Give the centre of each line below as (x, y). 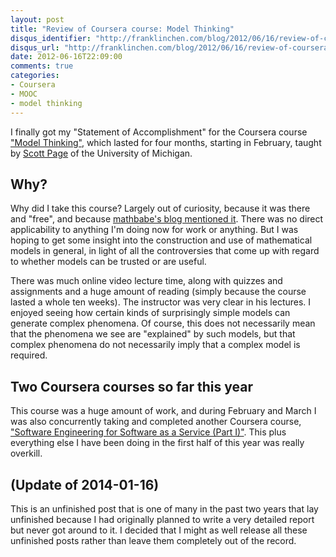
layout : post (37, 19)
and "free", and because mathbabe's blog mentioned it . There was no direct (167, 219)
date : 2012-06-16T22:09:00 (66, 57)
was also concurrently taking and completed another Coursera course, (156, 422)
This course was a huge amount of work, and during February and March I (163, 411)
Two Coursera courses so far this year (131, 386)
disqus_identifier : (51, 38)
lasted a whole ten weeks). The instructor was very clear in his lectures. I (161, 302)
